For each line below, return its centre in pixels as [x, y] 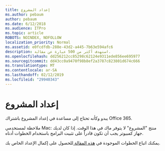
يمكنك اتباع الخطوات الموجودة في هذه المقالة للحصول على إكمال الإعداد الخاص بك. [83, 142]
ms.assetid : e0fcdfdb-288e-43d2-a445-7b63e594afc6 [59, 47]
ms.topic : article [24, 33]
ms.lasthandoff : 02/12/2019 [35, 75]
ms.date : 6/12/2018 [26, 24]
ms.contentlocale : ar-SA [31, 70]
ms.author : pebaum [24, 14]
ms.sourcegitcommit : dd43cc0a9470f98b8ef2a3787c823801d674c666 [73, 61]
